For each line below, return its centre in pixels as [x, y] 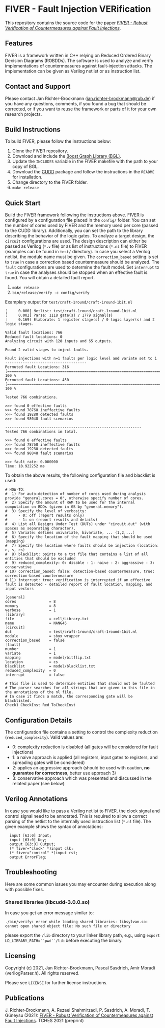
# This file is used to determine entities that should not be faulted [80, 684]
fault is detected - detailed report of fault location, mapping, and [79, 585]
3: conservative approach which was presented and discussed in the [82, 778]
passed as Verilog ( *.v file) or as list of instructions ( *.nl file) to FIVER [76, 246]
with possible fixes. [25, 889]
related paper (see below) [38, 783]
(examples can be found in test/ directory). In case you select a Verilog [78, 252]
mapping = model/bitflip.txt [48, 658]
